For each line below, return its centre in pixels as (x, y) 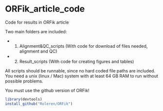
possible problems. (24, 81)
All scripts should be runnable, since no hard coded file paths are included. (80, 70)
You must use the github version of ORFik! (47, 90)
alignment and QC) (38, 51)
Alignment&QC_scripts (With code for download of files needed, (83, 46)
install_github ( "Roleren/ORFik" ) (39, 104)
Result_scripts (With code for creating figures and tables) (77, 61)
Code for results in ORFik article (37, 22)
